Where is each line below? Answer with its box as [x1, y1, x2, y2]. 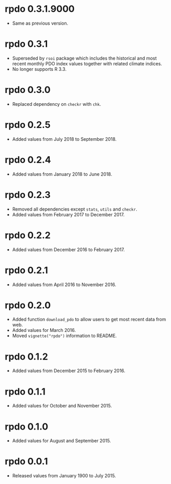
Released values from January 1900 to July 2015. [12, 473, 116, 479]
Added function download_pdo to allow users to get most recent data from [12, 317, 166, 323]
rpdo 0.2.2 [5, 229, 51, 241]
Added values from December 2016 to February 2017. [12, 246, 125, 252]
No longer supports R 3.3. [12, 66, 67, 72]
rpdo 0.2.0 [5, 299, 51, 311]
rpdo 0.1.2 [5, 350, 48, 362]
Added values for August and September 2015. [12, 438, 111, 444]
